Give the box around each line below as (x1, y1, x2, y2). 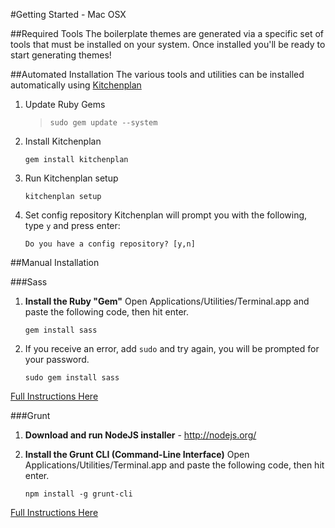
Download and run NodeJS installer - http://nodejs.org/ (24, 429, 257, 441)
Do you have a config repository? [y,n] (24, 239, 196, 249)
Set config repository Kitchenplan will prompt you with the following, (24, 209, 308, 221)
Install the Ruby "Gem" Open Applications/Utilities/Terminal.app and (24, 295, 310, 307)
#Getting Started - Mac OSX (10, 9, 127, 20)
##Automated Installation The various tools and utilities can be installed (10, 69, 305, 80)
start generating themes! (10, 49, 112, 61)
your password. (24, 354, 90, 365)
